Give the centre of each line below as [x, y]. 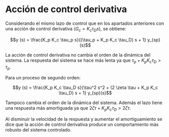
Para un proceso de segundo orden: [43, 78]
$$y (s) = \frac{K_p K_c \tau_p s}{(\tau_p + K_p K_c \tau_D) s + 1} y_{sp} [85, 39]
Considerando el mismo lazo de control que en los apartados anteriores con [84, 23]
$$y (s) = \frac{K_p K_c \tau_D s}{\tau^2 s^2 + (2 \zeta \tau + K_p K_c [85, 87]
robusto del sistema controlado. [39, 130]
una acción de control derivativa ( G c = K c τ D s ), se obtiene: [66, 29]
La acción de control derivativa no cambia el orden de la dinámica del [78, 55]
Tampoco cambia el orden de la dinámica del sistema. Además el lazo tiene [84, 103]
